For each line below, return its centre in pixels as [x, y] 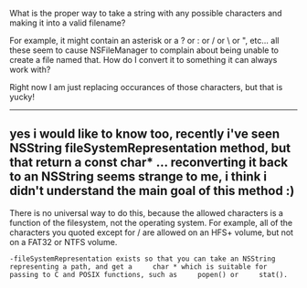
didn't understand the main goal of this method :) [152, 191]
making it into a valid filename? [68, 23]
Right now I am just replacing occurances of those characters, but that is [146, 87]
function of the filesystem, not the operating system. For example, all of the [151, 222]
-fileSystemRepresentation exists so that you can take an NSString [143, 259]
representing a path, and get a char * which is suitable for [138, 267]
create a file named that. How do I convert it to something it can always [143, 60]
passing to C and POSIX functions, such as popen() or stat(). [148, 274]
